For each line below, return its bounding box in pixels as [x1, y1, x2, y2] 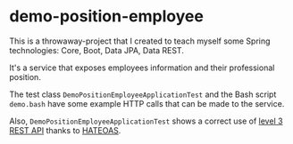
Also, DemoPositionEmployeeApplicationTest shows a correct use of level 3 [9, 116, 283, 126]
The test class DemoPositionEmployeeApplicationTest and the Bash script [9, 89, 277, 100]
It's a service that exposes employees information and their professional [9, 62, 275, 73]
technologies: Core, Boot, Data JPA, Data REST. [9, 44, 185, 55]
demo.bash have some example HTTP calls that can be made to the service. [9, 98, 285, 108]
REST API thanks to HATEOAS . [9, 124, 121, 135]
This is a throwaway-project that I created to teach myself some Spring [9, 36, 271, 46]
